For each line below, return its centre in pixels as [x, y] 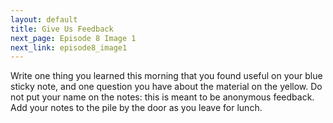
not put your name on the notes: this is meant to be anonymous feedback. [162, 97]
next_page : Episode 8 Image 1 [73, 38]
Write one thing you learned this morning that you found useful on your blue [166, 76]
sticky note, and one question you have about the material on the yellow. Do [166, 87]
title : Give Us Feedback [62, 29]
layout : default [44, 19]
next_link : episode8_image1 [69, 47]
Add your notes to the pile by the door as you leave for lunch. [136, 108]
